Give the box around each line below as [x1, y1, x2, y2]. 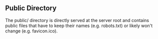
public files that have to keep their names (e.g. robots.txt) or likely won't [5, 22, 153, 28]
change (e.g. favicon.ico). [5, 27, 58, 34]
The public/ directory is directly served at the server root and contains [5, 17, 150, 23]
